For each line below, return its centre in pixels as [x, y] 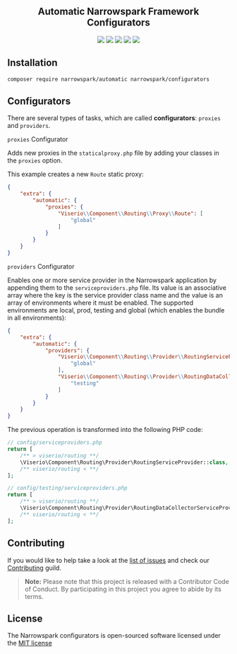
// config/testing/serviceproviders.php [68, 488]
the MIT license [30, 643]
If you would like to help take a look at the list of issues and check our [108, 560]
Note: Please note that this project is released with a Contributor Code [127, 581]
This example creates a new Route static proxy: [75, 174]
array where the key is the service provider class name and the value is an [115, 295]
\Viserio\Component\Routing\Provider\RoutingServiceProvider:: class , [124, 462]
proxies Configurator [38, 139]
